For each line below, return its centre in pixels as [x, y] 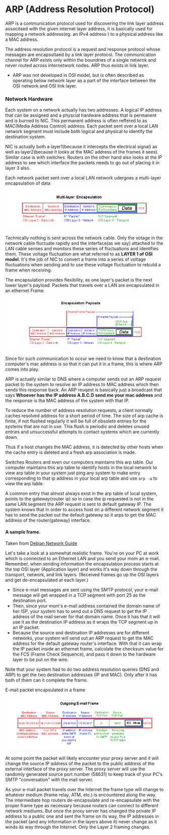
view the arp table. [25, 484]
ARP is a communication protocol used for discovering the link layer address [84, 23]
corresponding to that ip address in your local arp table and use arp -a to [81, 478]
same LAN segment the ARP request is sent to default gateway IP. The [78, 504]
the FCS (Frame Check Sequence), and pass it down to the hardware [84, 654]
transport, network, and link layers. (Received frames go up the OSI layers [82, 574]
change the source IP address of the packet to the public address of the [80, 763]
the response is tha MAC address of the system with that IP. [67, 401]
